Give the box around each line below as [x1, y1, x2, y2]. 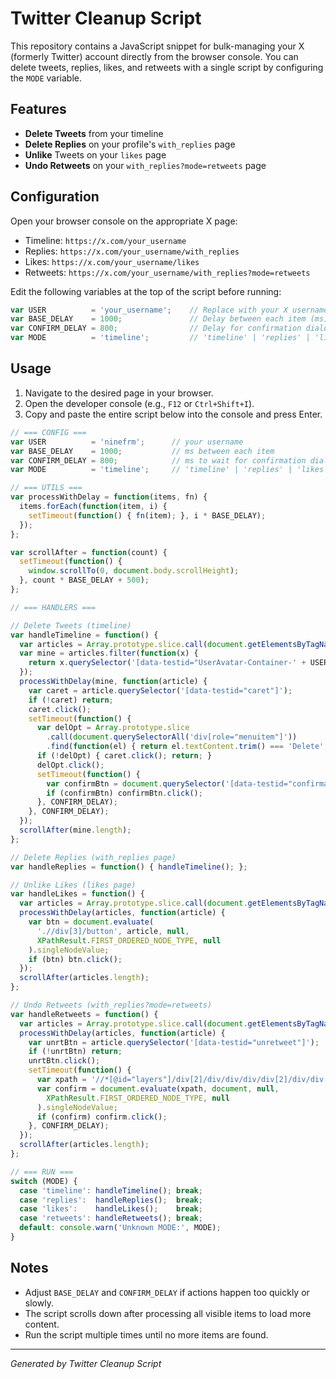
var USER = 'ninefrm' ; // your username [10, 437, 244, 447]
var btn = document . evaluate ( [28, 917, 155, 927]
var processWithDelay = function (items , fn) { [10, 492, 208, 502]
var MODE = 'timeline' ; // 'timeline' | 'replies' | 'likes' [10, 465, 329, 475]
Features [10, 101, 67, 118]
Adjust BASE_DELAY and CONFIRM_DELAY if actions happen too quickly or [24, 1286, 310, 1298]
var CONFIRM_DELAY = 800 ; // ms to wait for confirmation [10, 455, 307, 466]
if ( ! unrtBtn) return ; [28, 1047, 123, 1057]
